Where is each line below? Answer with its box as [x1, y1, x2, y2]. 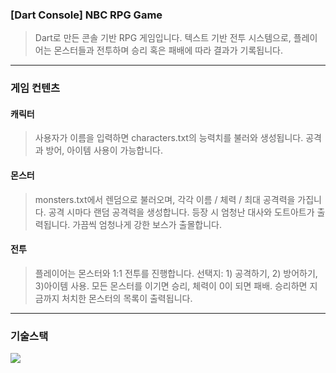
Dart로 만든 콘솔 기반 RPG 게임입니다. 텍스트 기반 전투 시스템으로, [34, 32, 292, 44]
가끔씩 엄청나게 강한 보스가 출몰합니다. [72, 218, 223, 230]
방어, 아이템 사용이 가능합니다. [45, 144, 163, 157]
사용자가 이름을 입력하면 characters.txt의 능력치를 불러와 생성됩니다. [34, 132, 304, 144]
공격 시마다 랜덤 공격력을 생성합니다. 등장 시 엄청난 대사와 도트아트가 [48, 206, 315, 218]
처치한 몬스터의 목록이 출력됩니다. [61, 292, 193, 304]
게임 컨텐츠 [10, 81, 61, 95]
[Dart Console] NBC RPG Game [10, 8, 163, 22]
